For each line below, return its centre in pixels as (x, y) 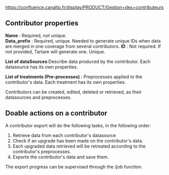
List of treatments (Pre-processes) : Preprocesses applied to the (74, 77)
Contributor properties (42, 23)
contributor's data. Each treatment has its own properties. (65, 82)
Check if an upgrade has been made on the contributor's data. (78, 141)
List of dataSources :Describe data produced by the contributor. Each (78, 61)
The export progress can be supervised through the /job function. (74, 166)
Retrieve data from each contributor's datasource (64, 135)
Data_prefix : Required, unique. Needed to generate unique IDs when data (83, 41)
